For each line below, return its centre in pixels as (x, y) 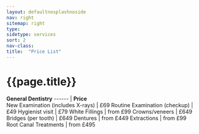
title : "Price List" (34, 52)
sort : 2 (16, 40)
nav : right (20, 18)
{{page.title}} (41, 81)
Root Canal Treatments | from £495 (51, 124)
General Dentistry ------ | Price (47, 99)
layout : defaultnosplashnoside (46, 12)
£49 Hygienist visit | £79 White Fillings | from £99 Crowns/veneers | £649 (99, 111)
